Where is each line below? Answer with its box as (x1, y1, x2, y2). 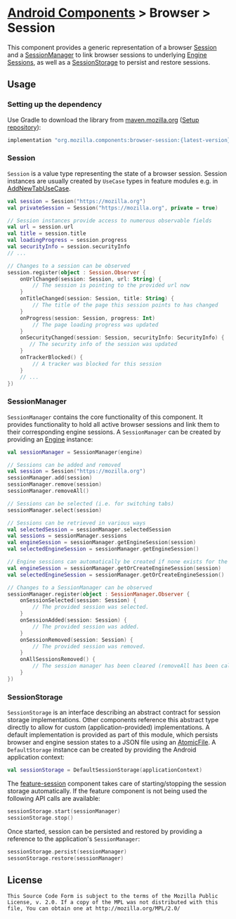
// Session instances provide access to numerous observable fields (7, 217, 212, 224)
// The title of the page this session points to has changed (32, 302, 218, 309)
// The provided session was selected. (32, 603, 150, 611)
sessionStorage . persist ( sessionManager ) (7, 848, 128, 855)
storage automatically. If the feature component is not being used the (7, 787, 207, 795)
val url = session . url (7, 224, 74, 231)
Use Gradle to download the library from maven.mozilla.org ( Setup (7, 115, 199, 124)
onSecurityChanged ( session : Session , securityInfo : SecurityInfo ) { (20, 334, 225, 342)
